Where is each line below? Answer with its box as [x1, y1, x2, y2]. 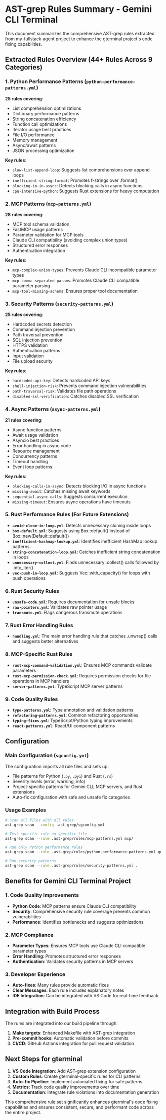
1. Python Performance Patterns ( [5, 78, 86, 85]
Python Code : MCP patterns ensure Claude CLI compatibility [12, 903, 137, 909]
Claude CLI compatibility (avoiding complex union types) [12, 237, 128, 243]
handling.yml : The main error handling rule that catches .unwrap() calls [12, 633, 158, 639]
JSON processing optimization [12, 148, 75, 154]
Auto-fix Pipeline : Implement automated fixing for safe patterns [12, 1078, 143, 1084]
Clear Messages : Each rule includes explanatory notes [12, 987, 124, 993]
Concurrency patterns [12, 453, 58, 459]
